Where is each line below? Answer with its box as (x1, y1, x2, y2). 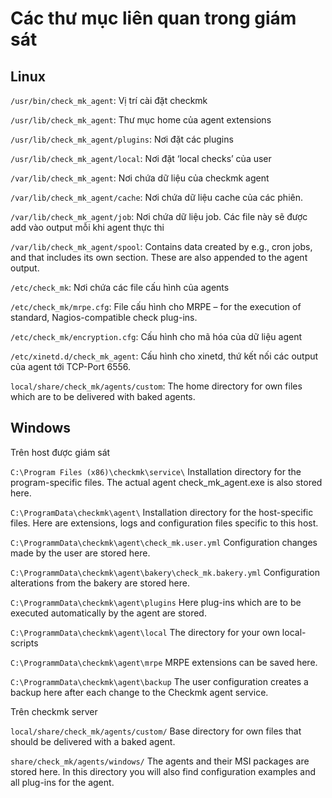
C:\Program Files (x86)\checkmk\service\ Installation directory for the (10, 465, 302, 477)
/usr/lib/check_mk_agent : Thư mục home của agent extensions (10, 114, 272, 126)
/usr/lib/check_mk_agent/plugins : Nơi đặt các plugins (10, 133, 234, 145)
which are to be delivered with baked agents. (10, 391, 196, 402)
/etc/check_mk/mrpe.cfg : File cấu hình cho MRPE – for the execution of (10, 301, 302, 312)
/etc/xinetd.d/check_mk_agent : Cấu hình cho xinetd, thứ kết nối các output (10, 350, 319, 362)
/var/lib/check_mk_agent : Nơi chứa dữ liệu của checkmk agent (10, 172, 270, 184)
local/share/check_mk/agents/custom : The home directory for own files (10, 380, 303, 392)
